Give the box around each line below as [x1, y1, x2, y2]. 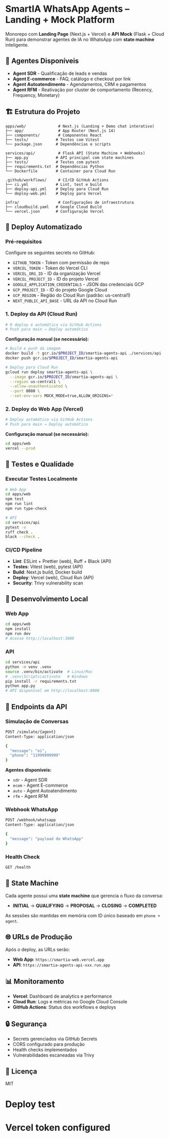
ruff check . [5, 530, 33, 535]
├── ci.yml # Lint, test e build [5, 182, 102, 187]
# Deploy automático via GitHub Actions [5, 417, 93, 423]
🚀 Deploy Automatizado [5, 222, 82, 231]
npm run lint [5, 501, 33, 507]
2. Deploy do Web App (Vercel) [5, 405, 83, 412]
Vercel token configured [5, 1122, 111, 1133]
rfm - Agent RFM [12, 793, 48, 799]
